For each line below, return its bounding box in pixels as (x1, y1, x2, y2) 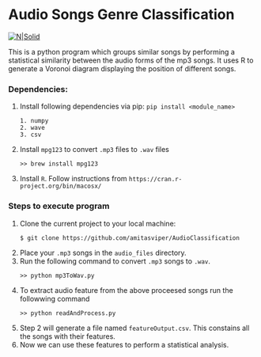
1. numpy (19, 117, 49, 125)
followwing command (19, 294, 90, 304)
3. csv (19, 131, 42, 139)
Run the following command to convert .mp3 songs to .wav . (19, 256, 211, 266)
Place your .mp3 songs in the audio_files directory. (19, 248, 187, 258)
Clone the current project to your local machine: (19, 218, 176, 228)
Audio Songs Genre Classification (8, 6, 235, 24)
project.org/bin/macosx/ (19, 182, 102, 191)
